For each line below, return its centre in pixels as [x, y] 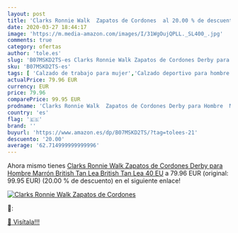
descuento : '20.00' [36, 139]
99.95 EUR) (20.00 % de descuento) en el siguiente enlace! [94, 181]
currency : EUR [28, 86]
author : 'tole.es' [34, 54]
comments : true [30, 40]
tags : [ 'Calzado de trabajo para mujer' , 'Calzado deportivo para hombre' [120, 73]
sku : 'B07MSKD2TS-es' [39, 67]
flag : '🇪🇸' [25, 119]
